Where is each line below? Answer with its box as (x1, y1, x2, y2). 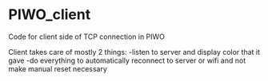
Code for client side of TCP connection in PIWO (8, 32, 166, 41)
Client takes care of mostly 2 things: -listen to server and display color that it (8, 47, 261, 56)
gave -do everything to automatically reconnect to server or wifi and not (8, 56, 246, 65)
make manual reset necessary (8, 64, 108, 73)
